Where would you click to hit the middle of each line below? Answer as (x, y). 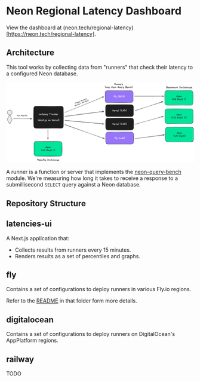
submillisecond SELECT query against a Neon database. (74, 185)
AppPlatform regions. (32, 340)
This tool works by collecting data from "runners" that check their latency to (99, 67)
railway (20, 359)
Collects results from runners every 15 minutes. (73, 250)
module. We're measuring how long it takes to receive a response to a (92, 178)
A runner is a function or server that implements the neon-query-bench (94, 172)
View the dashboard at (34, 27)
